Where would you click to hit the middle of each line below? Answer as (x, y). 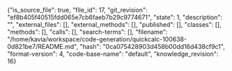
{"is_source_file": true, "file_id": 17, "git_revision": (77, 10)
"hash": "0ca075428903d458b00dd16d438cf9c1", (152, 47)
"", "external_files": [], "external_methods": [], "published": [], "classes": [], (114, 24)
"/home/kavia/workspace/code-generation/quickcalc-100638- (97, 39)
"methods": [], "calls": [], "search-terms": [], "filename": (87, 32)
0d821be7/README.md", (43, 47)
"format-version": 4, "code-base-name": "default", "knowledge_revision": (113, 54)
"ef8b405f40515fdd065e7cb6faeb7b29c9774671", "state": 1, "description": (115, 17)
